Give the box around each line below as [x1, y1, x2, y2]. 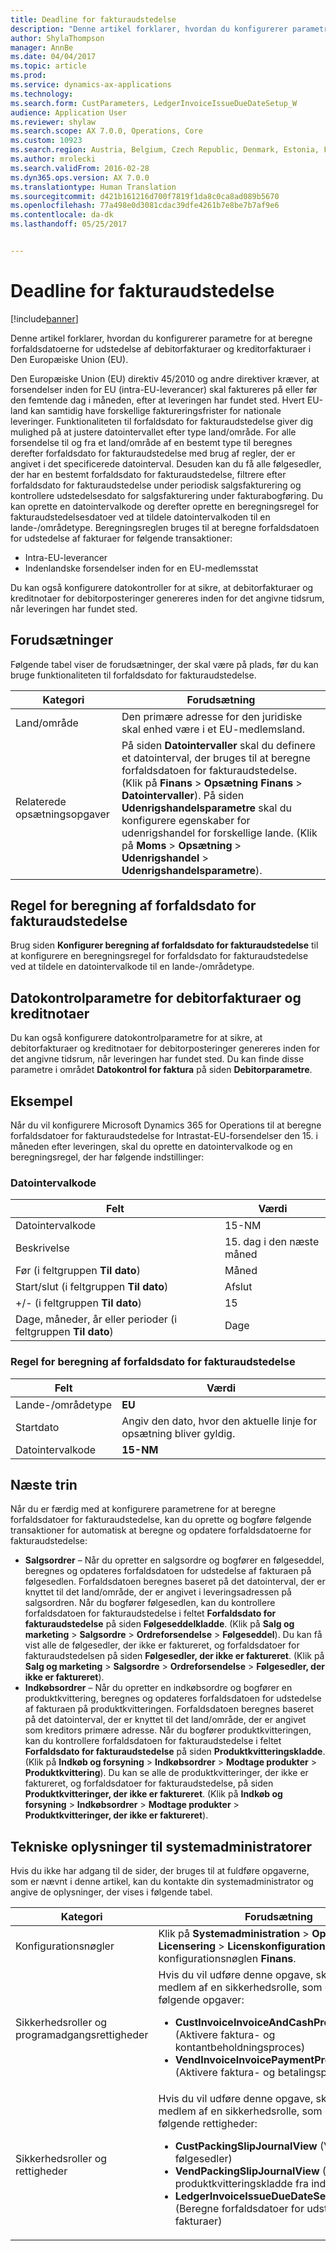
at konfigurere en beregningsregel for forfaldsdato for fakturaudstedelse [10, 950, 309, 962]
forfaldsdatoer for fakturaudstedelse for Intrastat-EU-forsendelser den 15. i [10, 1130, 318, 1142]
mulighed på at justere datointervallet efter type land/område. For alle [10, 426, 297, 438]
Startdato [15, 1420, 60, 1434]
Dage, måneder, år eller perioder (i [15, 1312, 178, 1326]
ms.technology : [10, 89, 74, 99]
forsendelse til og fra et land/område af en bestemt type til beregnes [10, 436, 293, 448]
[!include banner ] [10, 312, 79, 325]
